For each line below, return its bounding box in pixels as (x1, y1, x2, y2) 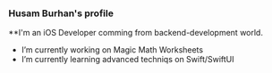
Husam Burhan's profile (8, 7, 114, 20)
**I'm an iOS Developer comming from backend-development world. (8, 28, 263, 38)
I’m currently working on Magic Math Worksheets (21, 45, 203, 55)
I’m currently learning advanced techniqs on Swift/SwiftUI (21, 54, 234, 65)
